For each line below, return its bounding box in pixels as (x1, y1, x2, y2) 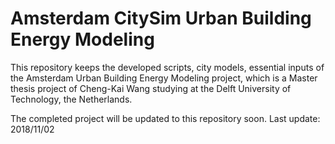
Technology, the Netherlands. (10, 93, 133, 105)
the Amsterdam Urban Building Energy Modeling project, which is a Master (10, 72, 318, 84)
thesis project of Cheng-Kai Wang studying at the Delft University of (10, 82, 292, 94)
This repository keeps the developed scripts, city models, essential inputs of (10, 61, 325, 73)
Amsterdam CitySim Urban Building (10, 7, 312, 30)
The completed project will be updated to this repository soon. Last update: (10, 112, 321, 124)
